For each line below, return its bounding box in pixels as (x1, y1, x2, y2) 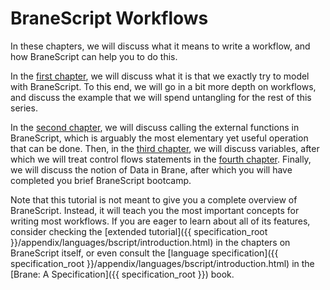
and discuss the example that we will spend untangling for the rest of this (10, 91, 312, 103)
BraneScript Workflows (10, 7, 209, 30)
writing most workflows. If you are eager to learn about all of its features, (10, 215, 311, 227)
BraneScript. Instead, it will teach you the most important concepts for (10, 204, 300, 216)
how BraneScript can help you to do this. (10, 50, 178, 62)
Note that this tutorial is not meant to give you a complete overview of (10, 193, 298, 206)
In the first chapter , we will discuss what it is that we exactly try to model (10, 70, 310, 82)
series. (10, 102, 38, 114)
